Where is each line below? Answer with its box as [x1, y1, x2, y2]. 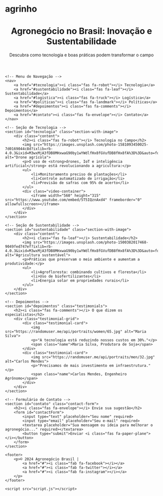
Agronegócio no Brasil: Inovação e [11, 26, 152, 37]
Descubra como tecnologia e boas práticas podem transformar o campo [9, 52, 154, 58]
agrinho [5, 3, 37, 15]
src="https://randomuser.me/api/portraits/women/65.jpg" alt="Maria [5, 329, 147, 334]
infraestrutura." [115, 363, 151, 368]
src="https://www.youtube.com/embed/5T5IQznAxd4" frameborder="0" [5, 198, 142, 203]
